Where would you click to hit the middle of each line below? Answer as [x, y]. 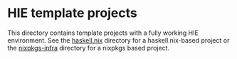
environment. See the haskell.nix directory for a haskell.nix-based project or [118, 40]
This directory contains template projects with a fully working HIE [103, 33]
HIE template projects [72, 13]
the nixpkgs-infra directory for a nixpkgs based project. [88, 48]
